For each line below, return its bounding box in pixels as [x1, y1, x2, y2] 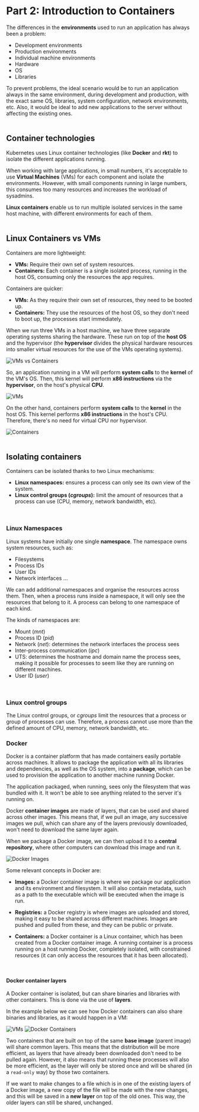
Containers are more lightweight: [6, 249, 86, 256]
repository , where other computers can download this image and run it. [6, 844, 182, 851]
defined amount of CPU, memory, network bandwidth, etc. [6, 724, 149, 731]
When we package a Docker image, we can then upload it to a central [6, 838, 177, 845]
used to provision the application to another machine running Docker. [6, 771, 175, 779]
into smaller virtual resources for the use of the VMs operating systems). [6, 345, 183, 352]
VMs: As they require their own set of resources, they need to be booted [14, 296, 192, 303]
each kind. [6, 605, 32, 612]
